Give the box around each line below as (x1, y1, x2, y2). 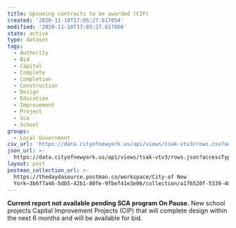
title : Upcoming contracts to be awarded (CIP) (7, 10, 150, 18)
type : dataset (7, 36, 49, 43)
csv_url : (7, 141, 33, 148)
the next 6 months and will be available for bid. (7, 214, 143, 222)
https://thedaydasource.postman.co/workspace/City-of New (13, 173, 188, 180)
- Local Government (13, 134, 71, 141)
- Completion (13, 75, 52, 83)
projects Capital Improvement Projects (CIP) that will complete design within (7, 206, 228, 215)
